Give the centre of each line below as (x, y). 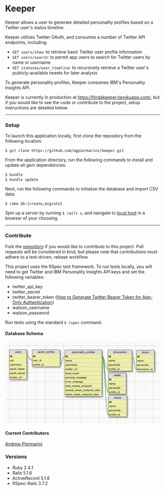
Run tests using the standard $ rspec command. (54, 322)
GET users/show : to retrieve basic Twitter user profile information (77, 52)
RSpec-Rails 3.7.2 (30, 483)
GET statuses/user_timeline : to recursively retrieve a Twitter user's (80, 68)
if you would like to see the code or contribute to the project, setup (73, 102)
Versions (16, 457)
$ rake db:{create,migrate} (34, 204)
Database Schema (24, 334)
